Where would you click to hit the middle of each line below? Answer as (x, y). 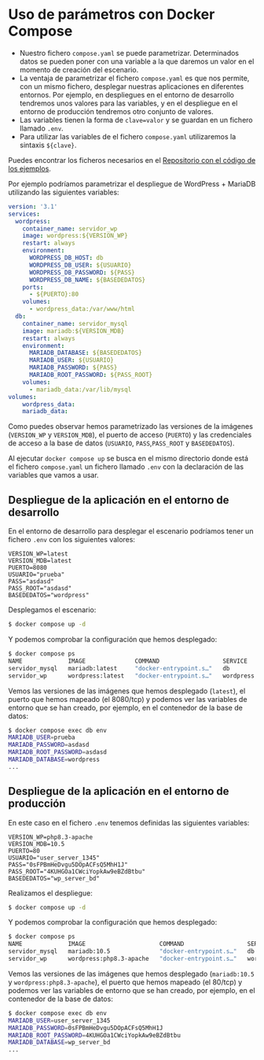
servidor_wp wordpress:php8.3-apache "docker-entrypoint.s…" (123, 959)
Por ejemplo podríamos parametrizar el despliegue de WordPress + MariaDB (132, 183)
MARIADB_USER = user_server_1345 (59, 1021)
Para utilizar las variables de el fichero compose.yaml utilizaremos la (128, 136)
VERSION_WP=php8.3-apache (50, 837)
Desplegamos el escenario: (52, 610)
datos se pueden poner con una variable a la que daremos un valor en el (137, 61)
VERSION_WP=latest (38, 554)
